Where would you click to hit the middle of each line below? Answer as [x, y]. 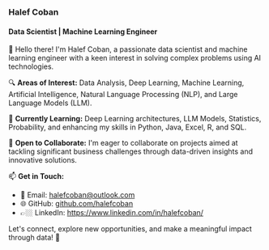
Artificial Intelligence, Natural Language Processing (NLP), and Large [123, 95]
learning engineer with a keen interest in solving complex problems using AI [135, 58]
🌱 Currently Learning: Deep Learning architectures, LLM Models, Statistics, [135, 119]
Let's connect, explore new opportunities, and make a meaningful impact [130, 229]
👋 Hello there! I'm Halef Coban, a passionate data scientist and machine [128, 49]
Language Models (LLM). [50, 103]
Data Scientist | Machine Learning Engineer [83, 32]
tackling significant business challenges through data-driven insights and [131, 151]
